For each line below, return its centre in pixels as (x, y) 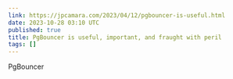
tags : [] (22, 45)
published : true (34, 30)
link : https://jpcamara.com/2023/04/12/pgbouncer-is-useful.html (116, 15)
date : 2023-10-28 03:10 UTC (54, 23)
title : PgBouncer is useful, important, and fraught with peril (115, 37)
